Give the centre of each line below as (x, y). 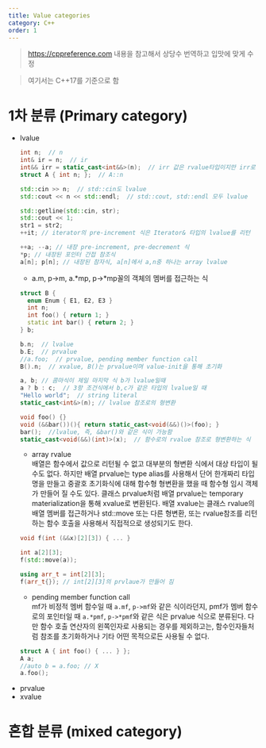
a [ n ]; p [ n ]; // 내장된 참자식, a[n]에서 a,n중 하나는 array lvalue (123, 262)
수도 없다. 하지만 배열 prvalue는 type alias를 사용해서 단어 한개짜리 (136, 474)
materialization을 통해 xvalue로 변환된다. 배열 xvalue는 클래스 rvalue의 (143, 504)
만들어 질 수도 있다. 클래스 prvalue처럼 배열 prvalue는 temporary (142, 493)
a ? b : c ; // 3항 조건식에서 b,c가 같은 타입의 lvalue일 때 (113, 388)
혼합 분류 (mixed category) (95, 731)
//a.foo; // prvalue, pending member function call (109, 359)
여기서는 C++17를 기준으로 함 (73, 81)
